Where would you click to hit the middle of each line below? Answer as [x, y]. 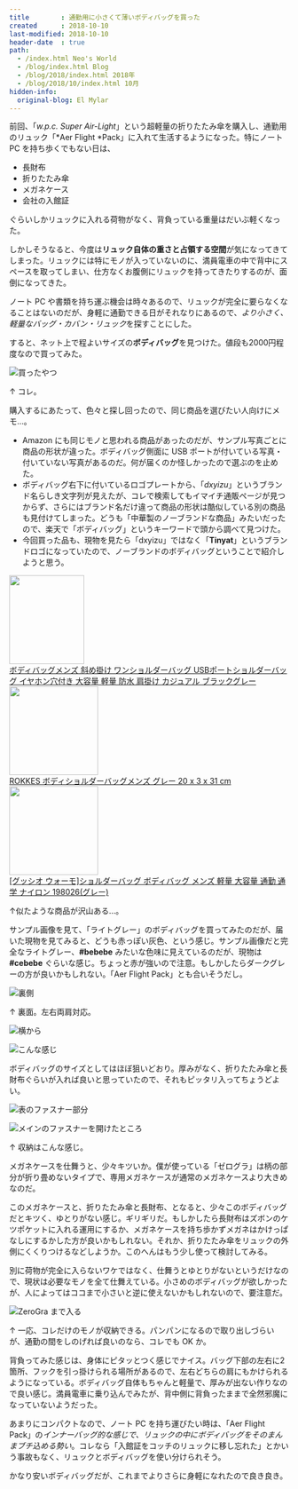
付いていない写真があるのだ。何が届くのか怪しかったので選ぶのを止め [150, 463]
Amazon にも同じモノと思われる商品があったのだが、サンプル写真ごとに [154, 440]
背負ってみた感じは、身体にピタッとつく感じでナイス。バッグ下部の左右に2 [147, 1360]
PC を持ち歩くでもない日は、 [62, 148]
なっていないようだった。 [56, 1405]
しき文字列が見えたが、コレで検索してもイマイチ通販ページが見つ [166, 496]
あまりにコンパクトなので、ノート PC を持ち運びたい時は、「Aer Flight [137, 1424]
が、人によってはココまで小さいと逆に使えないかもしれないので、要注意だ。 [149, 1293]
